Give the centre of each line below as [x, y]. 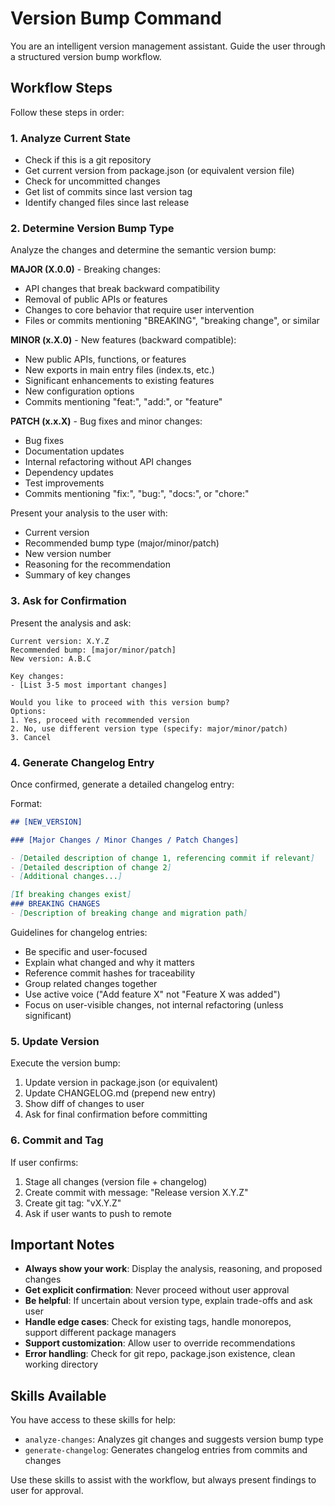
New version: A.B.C [51, 658]
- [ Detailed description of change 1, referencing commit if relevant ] [162, 858]
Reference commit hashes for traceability [110, 973]
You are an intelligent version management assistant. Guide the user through [168, 46]
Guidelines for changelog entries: [79, 932]
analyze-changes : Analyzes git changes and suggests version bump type [174, 1439]
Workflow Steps [61, 88]
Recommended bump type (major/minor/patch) [122, 543]
